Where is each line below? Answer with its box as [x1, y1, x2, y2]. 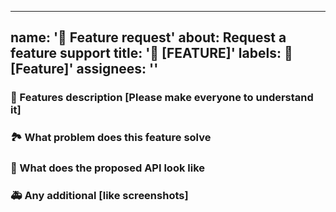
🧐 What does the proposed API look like [10, 161, 206, 175]
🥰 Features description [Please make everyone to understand [10, 91, 314, 105]
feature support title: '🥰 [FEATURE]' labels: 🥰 [10, 45, 293, 62]
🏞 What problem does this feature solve [10, 131, 212, 145]
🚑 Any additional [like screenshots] [10, 189, 189, 203]
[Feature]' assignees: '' [10, 61, 159, 78]
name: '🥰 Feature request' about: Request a [10, 29, 287, 46]
